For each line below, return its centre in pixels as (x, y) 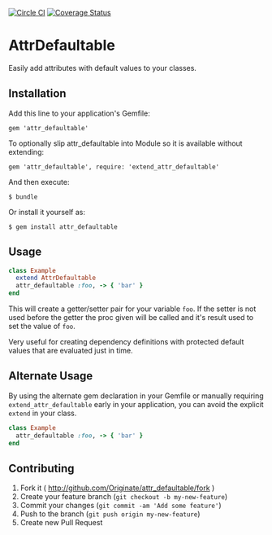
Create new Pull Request (61, 523)
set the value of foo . (42, 327)
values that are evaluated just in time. (71, 351)
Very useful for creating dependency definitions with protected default (126, 342)
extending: (26, 151)
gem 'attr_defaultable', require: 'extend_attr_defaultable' (114, 167)
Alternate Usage (51, 376)
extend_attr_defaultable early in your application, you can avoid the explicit (136, 404)
